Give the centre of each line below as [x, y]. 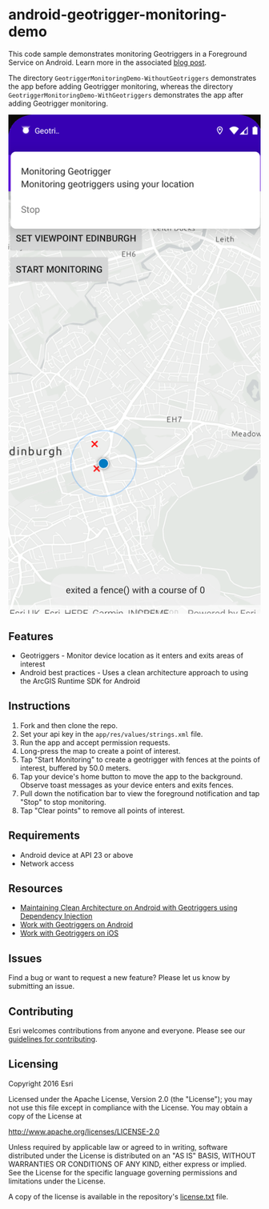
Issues [25, 958]
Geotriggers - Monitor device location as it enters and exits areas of [132, 655]
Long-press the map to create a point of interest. [100, 751]
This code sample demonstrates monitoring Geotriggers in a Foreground [128, 54]
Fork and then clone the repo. [69, 725]
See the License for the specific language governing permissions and [123, 1172]
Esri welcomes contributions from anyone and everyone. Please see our [127, 1031]
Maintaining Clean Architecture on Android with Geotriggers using [128, 908]
